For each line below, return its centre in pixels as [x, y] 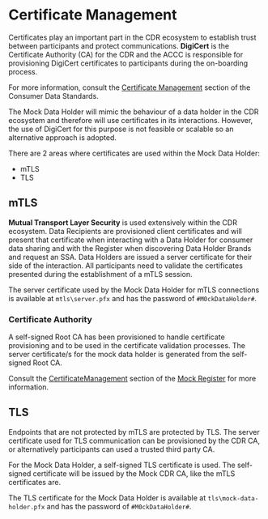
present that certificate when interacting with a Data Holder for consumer [131, 240]
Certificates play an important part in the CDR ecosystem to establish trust [132, 37]
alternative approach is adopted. [63, 137]
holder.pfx [27, 507]
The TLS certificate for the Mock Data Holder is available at [107, 498]
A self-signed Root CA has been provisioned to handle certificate [117, 337]
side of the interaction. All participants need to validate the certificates [125, 266]
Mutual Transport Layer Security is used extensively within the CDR [123, 222]
